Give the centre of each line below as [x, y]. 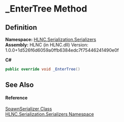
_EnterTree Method [46, 9]
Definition [21, 27]
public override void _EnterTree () [43, 69]
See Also [19, 85]
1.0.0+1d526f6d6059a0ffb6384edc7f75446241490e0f [62, 50]
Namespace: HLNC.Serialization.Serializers [51, 39]
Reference [16, 98]
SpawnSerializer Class [29, 109]
